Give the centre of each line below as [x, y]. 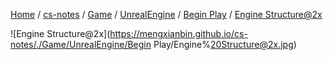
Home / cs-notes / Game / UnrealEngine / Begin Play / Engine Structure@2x [166, 14]
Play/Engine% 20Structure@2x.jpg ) [225, 44]
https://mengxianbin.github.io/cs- [178, 33]
